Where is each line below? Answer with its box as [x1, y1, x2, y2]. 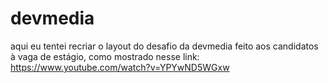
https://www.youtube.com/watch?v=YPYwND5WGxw [10, 61, 230, 73]
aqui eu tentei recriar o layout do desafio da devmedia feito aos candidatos [10, 40, 319, 52]
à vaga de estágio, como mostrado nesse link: [10, 50, 200, 62]
